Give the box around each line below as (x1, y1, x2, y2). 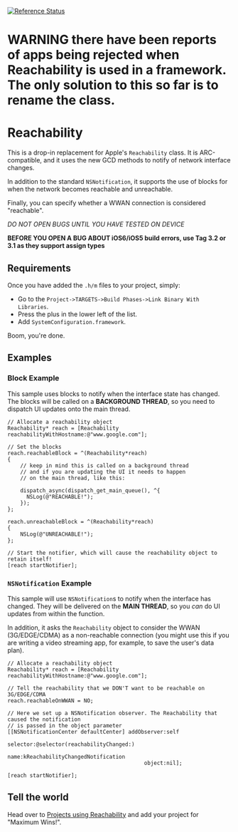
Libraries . (17, 302, 49, 311)
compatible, (7, 156, 43, 165)
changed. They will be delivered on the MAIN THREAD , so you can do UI (7, 602, 220, 610)
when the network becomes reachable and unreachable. (7, 185, 173, 194)
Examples (7, 352, 52, 364)
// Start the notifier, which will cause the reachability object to (7, 549, 218, 556)
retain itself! (7, 556, 53, 563)
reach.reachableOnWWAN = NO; (7, 697, 94, 704)
